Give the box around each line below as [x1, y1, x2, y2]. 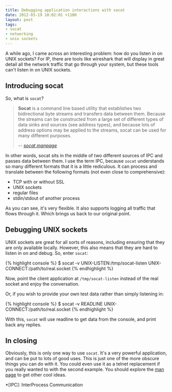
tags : [5, 22, 17, 27]
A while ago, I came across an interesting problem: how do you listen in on [5, 50, 163, 57]
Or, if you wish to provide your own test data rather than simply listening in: [5, 291, 164, 297]
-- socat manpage [17, 142, 58, 148]
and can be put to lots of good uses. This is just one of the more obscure [5, 356, 160, 362]
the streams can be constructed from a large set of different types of [17, 116, 164, 122]
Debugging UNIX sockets [5, 226, 88, 234]
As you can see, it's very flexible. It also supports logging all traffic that [5, 205, 156, 211]
